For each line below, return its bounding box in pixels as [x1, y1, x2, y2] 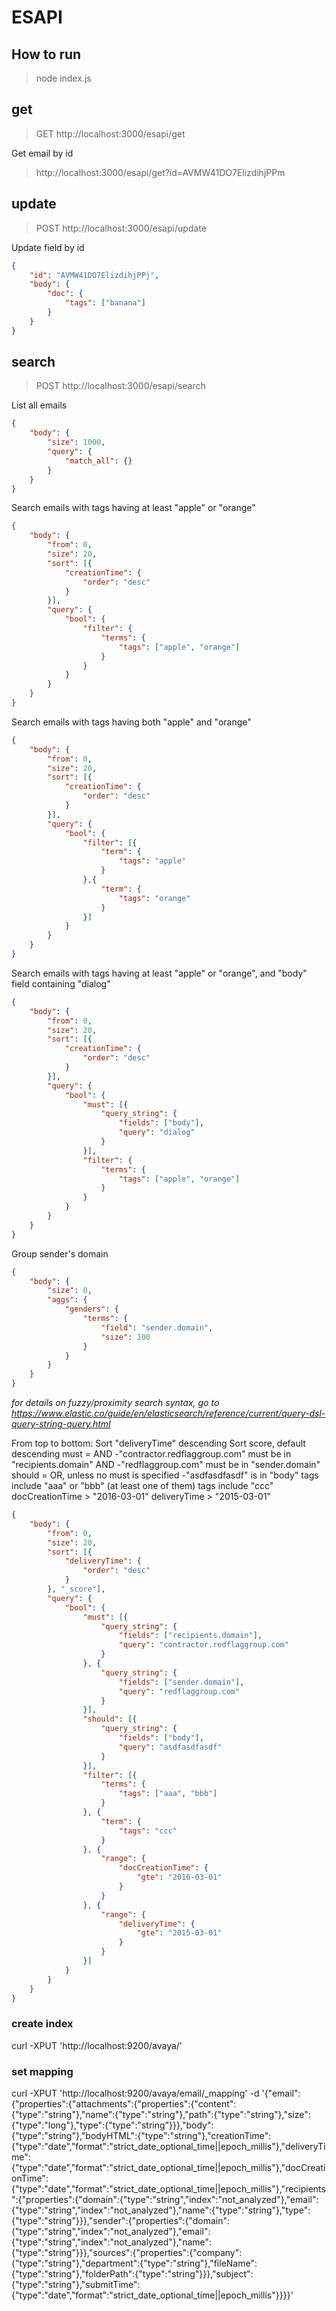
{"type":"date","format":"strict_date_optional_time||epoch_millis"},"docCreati [11, 2162, 326, 2174]
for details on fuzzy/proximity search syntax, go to [11, 1397, 220, 1409]
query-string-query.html [11, 1418, 111, 1430]
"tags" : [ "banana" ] [64, 298, 146, 308]
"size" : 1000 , [47, 437, 106, 448]
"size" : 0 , [47, 1286, 93, 1296]
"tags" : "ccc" [118, 1826, 178, 1836]
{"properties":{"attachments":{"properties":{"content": [11, 2098, 237, 2110]
